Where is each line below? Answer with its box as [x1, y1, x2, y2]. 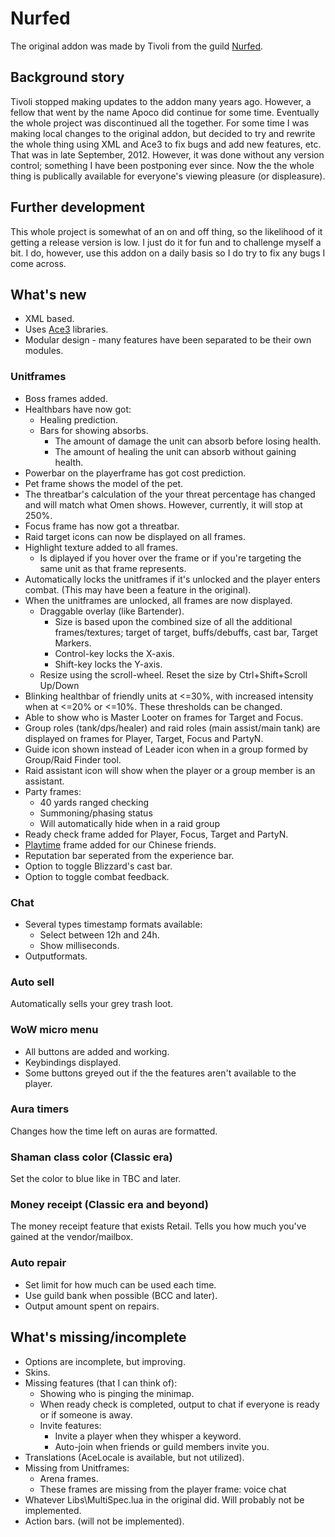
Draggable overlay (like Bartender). [39, 605, 185, 617]
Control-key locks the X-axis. [54, 647, 175, 659]
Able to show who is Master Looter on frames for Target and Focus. [24, 711, 304, 723]
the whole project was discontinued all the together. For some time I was [10, 117, 310, 129]
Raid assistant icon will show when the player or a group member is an [24, 764, 316, 776]
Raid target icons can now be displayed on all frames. [24, 530, 246, 542]
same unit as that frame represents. [39, 562, 187, 574]
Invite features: [39, 1419, 102, 1431]
